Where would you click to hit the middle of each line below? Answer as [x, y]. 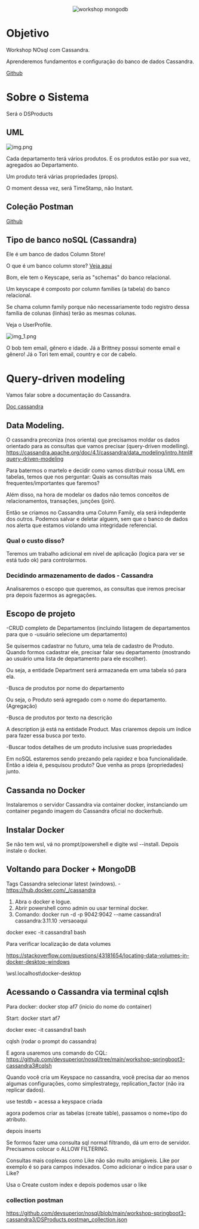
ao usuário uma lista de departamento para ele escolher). [77, 659]
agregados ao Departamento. [42, 165]
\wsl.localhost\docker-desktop [44, 973]
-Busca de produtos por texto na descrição [59, 718]
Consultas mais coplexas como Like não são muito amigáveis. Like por [93, 1160]
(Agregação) [22, 706]
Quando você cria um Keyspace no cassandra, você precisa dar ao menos [98, 1077]
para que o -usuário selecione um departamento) [67, 635]
